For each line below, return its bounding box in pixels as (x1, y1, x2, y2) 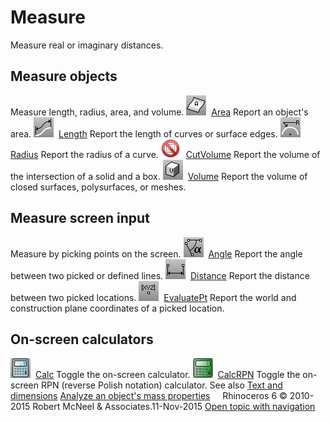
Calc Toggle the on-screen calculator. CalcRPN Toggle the (34, 369, 301, 381)
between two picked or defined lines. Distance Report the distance (10, 269, 310, 281)
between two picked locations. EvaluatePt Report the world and (10, 291, 297, 303)
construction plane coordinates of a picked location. (10, 302, 225, 314)
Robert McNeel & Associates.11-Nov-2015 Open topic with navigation (32, 401, 316, 413)
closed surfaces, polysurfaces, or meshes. (10, 181, 187, 193)
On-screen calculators (10, 331, 154, 348)
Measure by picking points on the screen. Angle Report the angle (10, 247, 303, 260)
